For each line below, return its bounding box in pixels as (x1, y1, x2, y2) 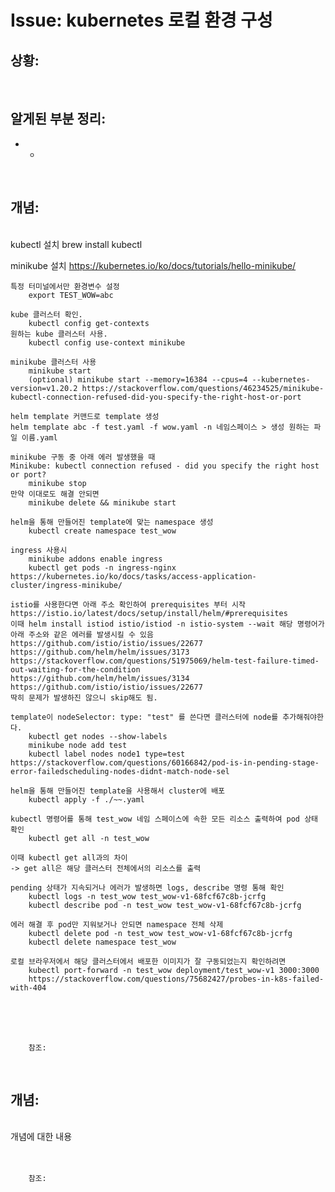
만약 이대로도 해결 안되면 (10, 489, 100, 499)
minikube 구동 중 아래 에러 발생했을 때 (10, 452, 156, 462)
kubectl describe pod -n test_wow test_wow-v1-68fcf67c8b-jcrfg (28, 900, 302, 910)
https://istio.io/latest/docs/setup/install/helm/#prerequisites (10, 608, 288, 618)
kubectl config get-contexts (28, 318, 150, 328)
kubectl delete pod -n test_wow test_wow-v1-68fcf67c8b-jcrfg (28, 928, 293, 938)
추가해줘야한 (282, 712, 324, 722)
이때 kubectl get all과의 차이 (10, 852, 128, 863)
